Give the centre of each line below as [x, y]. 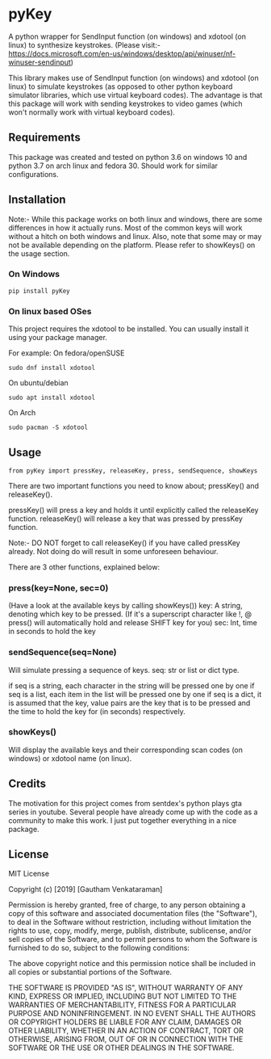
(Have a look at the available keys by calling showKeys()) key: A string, [126, 606]
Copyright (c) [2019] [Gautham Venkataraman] [85, 889]
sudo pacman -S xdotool [48, 428]
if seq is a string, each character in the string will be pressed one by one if [131, 685]
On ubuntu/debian [38, 383]
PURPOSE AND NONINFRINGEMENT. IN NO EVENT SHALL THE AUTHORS [132, 1014]
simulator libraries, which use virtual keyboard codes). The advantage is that [135, 95]
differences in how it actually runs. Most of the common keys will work [125, 228]
